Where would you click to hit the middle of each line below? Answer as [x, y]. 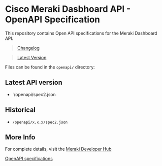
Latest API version [34, 83]
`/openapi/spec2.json [34, 94]
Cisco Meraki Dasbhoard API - [68, 9]
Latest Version [32, 57]
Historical [20, 110]
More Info [20, 137]
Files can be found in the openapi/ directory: [50, 67]
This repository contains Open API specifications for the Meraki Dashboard [81, 33]
